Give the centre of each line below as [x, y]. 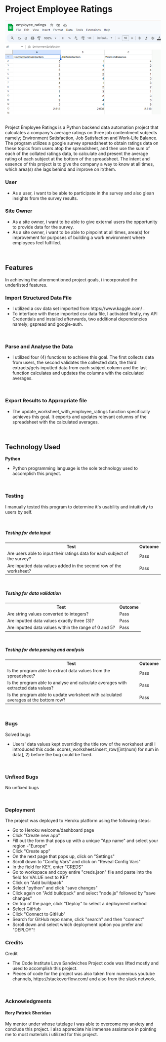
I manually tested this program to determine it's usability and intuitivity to [79, 506]
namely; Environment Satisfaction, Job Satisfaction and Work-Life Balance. [81, 138]
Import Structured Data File [39, 298]
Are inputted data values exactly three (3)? [51, 621]
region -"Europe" [30, 846]
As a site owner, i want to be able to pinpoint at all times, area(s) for [81, 232]
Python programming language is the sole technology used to [75, 468]
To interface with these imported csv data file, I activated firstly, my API [85, 313]
